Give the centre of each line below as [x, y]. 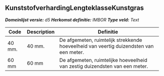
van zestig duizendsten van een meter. [104, 66]
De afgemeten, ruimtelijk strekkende [101, 40]
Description [41, 32]
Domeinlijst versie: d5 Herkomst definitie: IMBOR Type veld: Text [72, 19]
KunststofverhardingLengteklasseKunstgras [74, 8]
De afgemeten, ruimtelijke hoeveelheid [103, 60]
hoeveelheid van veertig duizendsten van [106, 46]
